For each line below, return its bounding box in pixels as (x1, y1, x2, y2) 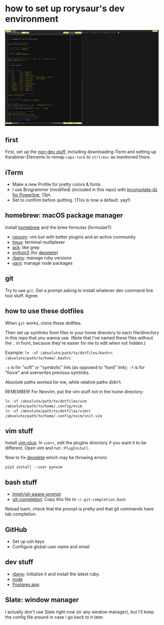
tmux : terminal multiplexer (12, 239, 65, 245)
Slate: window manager (5, 596, 79, 604)
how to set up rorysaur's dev (5, 3, 125, 14)
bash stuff (5, 478, 37, 486)
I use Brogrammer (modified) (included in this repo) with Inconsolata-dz (12, 187, 158, 192)
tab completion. (5, 511, 37, 517)
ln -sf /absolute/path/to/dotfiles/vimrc (5, 408, 91, 413)
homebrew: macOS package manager (5, 211, 123, 219)
